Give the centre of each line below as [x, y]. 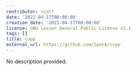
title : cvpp [21, 39]
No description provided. [36, 61]
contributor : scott [30, 12]
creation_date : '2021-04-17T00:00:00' [54, 22]
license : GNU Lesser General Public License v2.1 [69, 28]
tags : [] [17, 34]
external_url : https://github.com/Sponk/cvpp [63, 45]
